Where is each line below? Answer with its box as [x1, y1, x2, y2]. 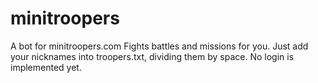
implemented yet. [10, 61, 82, 73]
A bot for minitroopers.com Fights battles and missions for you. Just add [10, 40, 309, 52]
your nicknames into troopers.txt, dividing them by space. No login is [10, 50, 295, 62]
